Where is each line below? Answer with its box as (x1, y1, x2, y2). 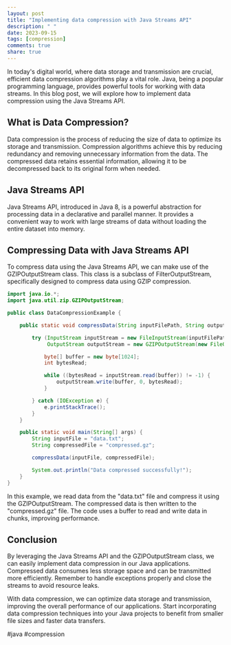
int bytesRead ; (43, 360, 88, 367)
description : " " (7, 23, 57, 30)
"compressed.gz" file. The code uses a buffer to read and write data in (7, 506, 208, 515)
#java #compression (7, 630, 65, 638)
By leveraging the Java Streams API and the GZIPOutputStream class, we (7, 552, 214, 560)
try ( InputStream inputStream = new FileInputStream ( (32, 334, 189, 341)
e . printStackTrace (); (43, 404, 107, 411)
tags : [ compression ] (7, 36, 67, 43)
